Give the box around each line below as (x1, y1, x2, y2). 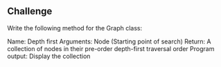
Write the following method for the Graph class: (7, 23, 143, 32)
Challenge (7, 6, 53, 17)
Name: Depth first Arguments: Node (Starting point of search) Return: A (7, 37, 211, 46)
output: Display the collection (7, 52, 91, 60)
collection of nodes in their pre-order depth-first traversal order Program (7, 44, 215, 52)
